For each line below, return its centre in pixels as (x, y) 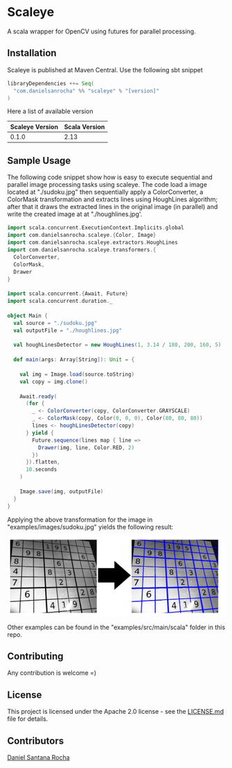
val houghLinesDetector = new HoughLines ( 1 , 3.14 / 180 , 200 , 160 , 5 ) (117, 345)
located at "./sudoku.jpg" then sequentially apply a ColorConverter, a (105, 192)
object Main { (28, 316)
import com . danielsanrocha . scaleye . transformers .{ (82, 250)
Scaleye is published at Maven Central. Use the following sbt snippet (105, 69)
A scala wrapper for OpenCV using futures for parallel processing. (101, 31)
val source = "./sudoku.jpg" (55, 323)
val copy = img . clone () (54, 382)
